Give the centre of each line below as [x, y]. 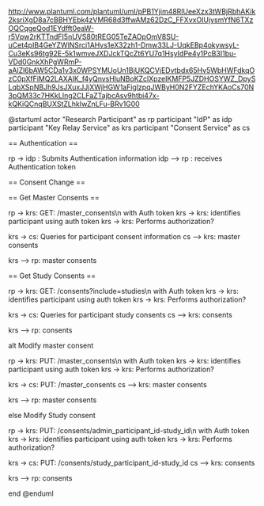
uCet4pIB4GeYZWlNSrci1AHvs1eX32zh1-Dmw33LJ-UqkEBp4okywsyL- [124, 45]
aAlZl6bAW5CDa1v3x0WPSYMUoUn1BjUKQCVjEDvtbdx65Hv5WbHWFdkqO [132, 70]
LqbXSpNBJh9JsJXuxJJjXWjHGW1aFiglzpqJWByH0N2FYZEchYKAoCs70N [131, 87]
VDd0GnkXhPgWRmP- [45, 62]
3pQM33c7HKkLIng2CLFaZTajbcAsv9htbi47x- [84, 95]
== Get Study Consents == [52, 276]
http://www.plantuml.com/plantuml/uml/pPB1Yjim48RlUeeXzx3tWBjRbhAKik [132, 11]
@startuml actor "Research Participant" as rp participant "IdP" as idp [121, 119]
